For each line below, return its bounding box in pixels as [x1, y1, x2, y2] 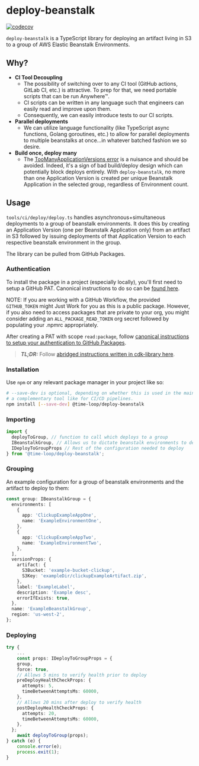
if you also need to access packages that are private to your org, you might [6, 308, 190, 316]
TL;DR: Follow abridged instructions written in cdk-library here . [20, 350, 175, 358]
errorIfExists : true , [17, 595, 70, 601]
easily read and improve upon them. [23, 105, 112, 112]
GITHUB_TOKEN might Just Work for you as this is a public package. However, [6, 302, 191, 310]
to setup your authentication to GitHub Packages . [6, 339, 127, 346]
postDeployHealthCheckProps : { [17, 705, 94, 711]
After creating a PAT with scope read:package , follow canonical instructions [6, 333, 190, 340]
